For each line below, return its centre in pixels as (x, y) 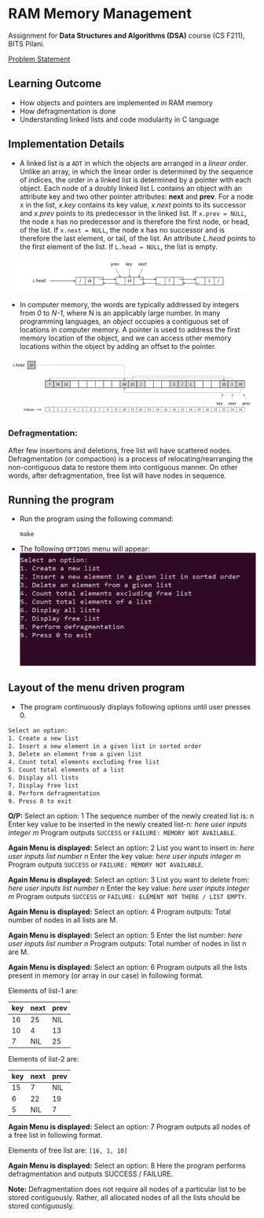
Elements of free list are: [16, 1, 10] (68, 1150)
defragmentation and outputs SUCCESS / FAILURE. (91, 1174)
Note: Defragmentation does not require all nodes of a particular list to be (127, 1189)
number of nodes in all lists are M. (63, 919)
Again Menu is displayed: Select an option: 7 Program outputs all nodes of (129, 1127)
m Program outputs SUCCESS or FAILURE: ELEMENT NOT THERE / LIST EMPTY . (128, 896)
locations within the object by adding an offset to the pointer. (118, 346)
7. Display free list (44, 785)
